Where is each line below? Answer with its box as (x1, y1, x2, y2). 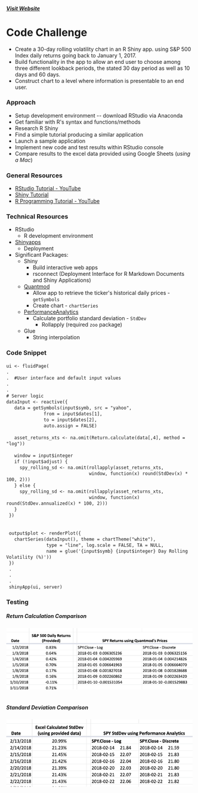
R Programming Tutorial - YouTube (14, 198, 100, 205)
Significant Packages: (14, 251, 69, 259)
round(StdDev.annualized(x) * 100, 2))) (6, 500, 109, 506)
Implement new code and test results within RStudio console (14, 143, 164, 150)
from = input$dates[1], (44, 411, 103, 417)
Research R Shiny (14, 124, 58, 131)
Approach (6, 99, 36, 107)
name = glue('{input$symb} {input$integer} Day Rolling (46, 548, 188, 554)
